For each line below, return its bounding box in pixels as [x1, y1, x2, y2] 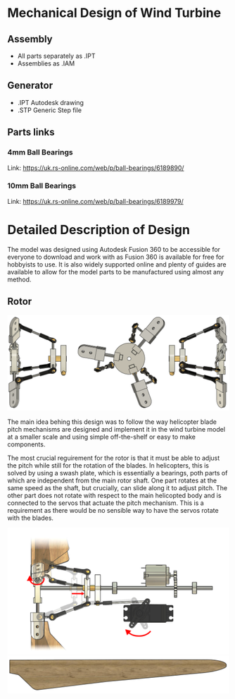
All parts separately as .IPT [17, 51, 96, 60]
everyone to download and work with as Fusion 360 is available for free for [7, 253, 224, 261]
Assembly [7, 33, 53, 45]
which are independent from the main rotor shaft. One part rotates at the [7, 476, 217, 485]
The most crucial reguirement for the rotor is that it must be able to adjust [7, 454, 220, 463]
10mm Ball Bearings [7, 181, 76, 191]
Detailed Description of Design [7, 221, 190, 238]
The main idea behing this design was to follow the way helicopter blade [7, 418, 217, 426]
